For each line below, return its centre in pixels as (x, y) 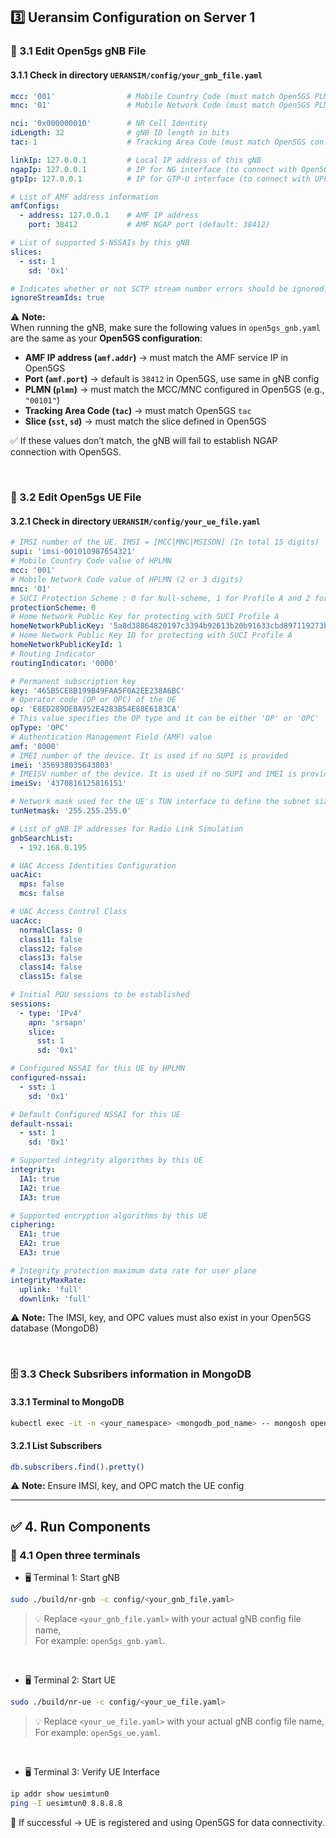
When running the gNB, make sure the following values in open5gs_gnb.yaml (165, 328)
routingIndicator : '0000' (64, 663)
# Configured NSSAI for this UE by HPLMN (98, 1069)
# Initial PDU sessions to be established (100, 995)
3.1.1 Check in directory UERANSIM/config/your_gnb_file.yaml (136, 75)
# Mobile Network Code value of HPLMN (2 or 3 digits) (127, 579)
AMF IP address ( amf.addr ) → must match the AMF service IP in (156, 358)
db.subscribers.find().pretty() (77, 1467)
